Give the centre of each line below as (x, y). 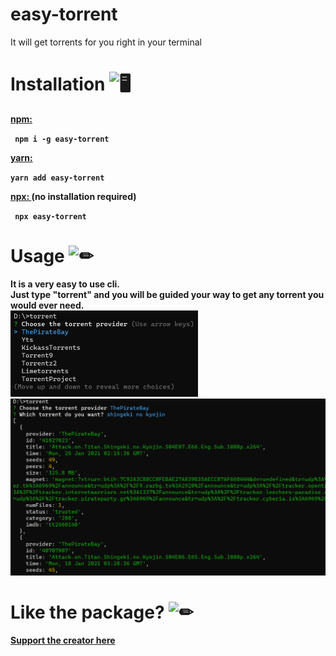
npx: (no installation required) (73, 196)
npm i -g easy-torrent (62, 139)
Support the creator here (63, 640)
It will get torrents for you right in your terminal (106, 42)
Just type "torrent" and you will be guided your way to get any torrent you (167, 294)
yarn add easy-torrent (57, 178)
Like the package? (87, 612)
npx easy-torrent (50, 216)
